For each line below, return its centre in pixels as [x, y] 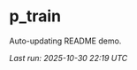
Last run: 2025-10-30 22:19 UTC [68, 58]
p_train [35, 16]
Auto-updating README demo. [65, 41]
